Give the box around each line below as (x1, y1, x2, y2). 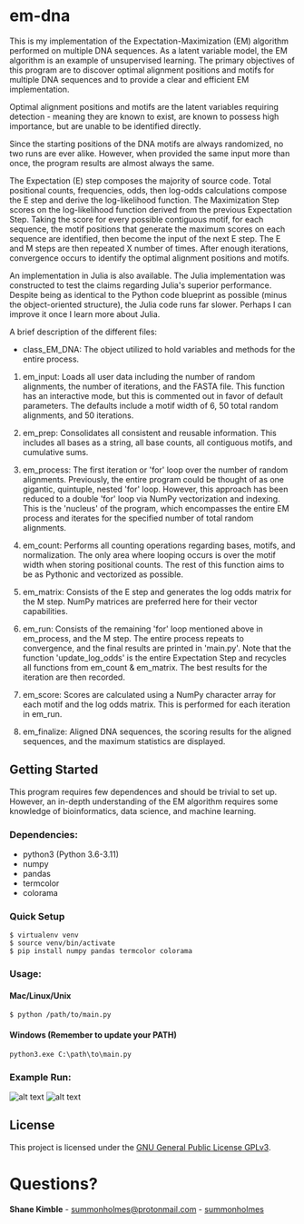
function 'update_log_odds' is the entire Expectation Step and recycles (22, 652, 288, 663)
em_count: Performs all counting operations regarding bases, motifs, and (22, 540, 296, 551)
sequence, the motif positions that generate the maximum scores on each (9, 224, 286, 234)
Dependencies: (9, 828, 79, 841)
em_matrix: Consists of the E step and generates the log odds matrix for (22, 586, 292, 597)
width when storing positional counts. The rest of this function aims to (22, 559, 285, 570)
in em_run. (22, 708, 63, 719)
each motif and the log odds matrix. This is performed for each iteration (22, 699, 290, 710)
